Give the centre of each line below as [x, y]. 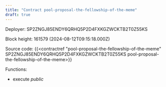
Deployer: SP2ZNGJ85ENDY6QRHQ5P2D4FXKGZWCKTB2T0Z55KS [77, 29]
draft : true [18, 15]
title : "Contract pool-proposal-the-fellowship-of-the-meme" [71, 10]
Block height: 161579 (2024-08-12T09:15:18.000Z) [58, 39]
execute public [28, 79]
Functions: [16, 69]
